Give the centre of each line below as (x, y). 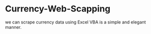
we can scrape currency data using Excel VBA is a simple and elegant (75, 22)
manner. (13, 27)
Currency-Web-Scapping (58, 9)
